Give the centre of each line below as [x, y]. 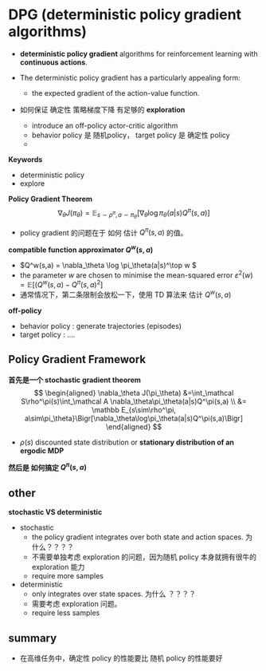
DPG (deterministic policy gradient [125, 15]
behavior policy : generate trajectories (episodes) [100, 326]
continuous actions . [53, 62]
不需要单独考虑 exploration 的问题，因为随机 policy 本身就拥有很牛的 [144, 557]
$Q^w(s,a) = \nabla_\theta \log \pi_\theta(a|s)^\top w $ [108, 266]
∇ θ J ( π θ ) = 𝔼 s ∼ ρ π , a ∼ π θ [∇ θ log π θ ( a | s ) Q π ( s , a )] [134, 213]
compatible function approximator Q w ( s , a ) [81, 249]
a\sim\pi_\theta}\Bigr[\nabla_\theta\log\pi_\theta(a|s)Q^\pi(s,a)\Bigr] [134, 418]
